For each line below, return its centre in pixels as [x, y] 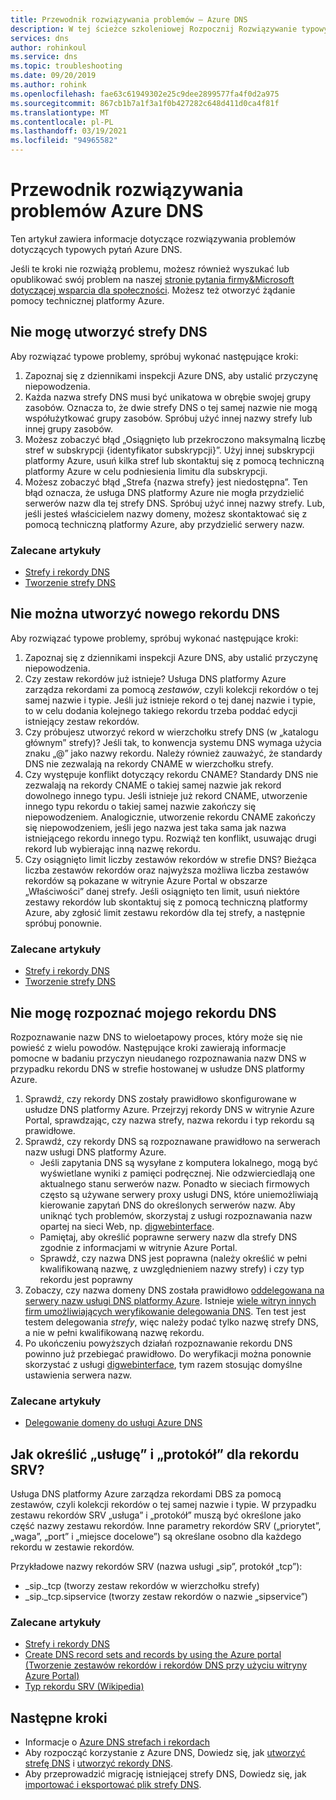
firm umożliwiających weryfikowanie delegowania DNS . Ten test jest [165, 1311]
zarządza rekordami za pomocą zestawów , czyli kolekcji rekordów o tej [171, 689]
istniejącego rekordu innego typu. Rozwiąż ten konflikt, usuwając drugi [170, 838]
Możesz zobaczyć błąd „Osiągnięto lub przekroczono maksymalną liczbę [175, 439]
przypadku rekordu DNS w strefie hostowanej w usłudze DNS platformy [157, 1068]
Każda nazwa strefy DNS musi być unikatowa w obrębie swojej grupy [168, 397]
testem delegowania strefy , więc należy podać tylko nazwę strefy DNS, [171, 1322]
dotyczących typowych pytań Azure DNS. [96, 249]
